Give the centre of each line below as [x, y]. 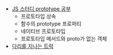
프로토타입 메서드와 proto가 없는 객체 [64, 39]
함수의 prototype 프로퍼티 [51, 24]
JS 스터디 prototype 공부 [41, 9]
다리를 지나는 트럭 [32, 46]
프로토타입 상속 [38, 16]
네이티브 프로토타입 [43, 31]
